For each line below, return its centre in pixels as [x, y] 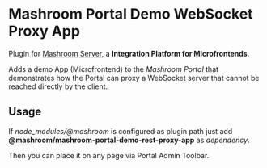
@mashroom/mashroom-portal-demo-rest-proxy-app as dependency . [129, 140]
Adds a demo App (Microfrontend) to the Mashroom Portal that [114, 69]
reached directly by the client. [58, 86]
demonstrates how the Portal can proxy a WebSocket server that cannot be [134, 78]
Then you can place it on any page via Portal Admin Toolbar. [109, 155]
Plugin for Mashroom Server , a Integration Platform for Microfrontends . [129, 53]
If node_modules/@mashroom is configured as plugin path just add [121, 131]
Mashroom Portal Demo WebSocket [131, 14]
